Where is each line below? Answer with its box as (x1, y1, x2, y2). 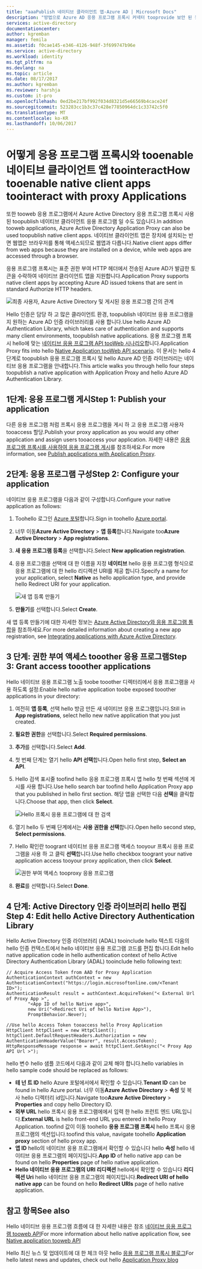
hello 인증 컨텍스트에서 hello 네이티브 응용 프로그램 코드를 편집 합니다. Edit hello (6, 945, 194, 952)
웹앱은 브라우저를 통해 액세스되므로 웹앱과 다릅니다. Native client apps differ (12, 239, 192, 247)
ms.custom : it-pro (6, 93, 52, 99)
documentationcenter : (6, 25, 61, 32)
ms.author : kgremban (6, 82, 58, 88)
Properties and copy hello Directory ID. (14, 1101, 112, 1108)
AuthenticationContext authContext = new (6, 975, 112, 981)
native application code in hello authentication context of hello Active (6, 952, 177, 959)
